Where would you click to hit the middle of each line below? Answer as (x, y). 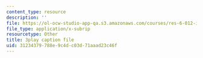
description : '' (27, 18)
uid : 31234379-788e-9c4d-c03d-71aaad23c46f (62, 46)
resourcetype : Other (32, 34)
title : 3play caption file (40, 40)
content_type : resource (36, 12)
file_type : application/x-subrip (48, 29)
